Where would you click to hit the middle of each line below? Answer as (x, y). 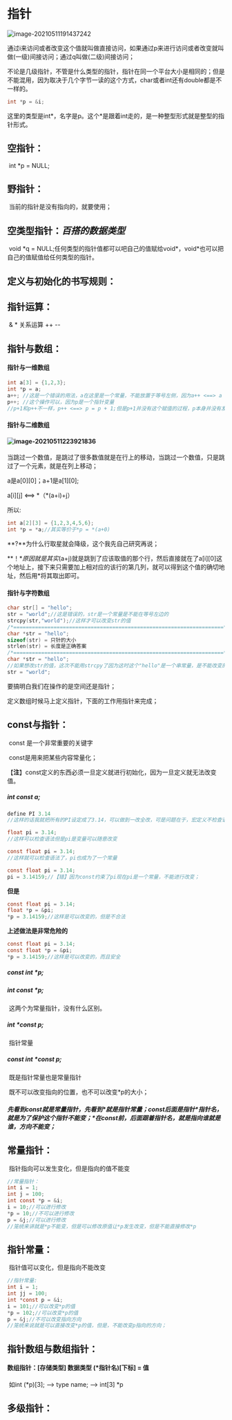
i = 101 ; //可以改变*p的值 (41, 1306)
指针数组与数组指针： (52, 1349)
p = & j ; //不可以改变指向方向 (44, 1319)
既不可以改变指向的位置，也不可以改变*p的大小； (79, 1092)
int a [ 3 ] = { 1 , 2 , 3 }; (37, 383)
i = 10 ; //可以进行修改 (37, 1207)
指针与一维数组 (28, 368)
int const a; (24, 797)
